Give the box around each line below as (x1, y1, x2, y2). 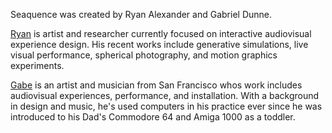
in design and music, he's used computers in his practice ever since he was (10, 100, 323, 112)
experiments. (10, 60, 65, 71)
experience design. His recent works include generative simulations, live (10, 39, 309, 50)
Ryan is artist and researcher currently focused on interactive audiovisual (10, 28, 312, 39)
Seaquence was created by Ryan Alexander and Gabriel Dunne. (10, 9, 273, 20)
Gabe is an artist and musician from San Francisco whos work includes (10, 79, 303, 91)
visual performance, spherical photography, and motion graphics (10, 49, 278, 61)
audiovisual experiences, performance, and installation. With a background (10, 90, 320, 101)
